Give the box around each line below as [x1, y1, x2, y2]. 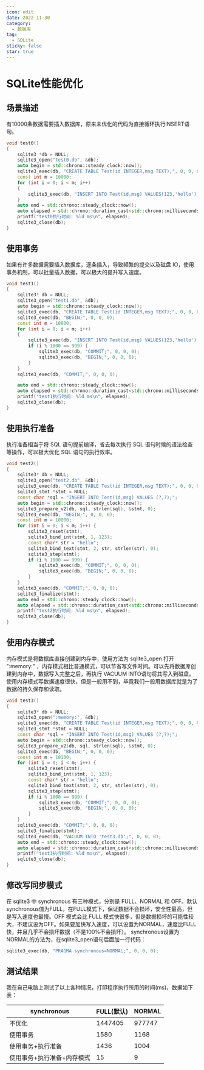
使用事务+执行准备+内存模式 [9, 1053, 90, 1061]
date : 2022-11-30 [6, 15, 50, 21]
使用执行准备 [6, 423, 55, 433]
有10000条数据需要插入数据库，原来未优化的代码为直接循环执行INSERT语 [6, 120, 190, 127]
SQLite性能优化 [6, 77, 84, 90]
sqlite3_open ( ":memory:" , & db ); [17, 715, 99, 721]
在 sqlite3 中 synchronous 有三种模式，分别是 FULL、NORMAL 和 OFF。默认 [6, 897, 198, 905]
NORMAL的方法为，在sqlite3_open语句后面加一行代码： [6, 935, 147, 943]
